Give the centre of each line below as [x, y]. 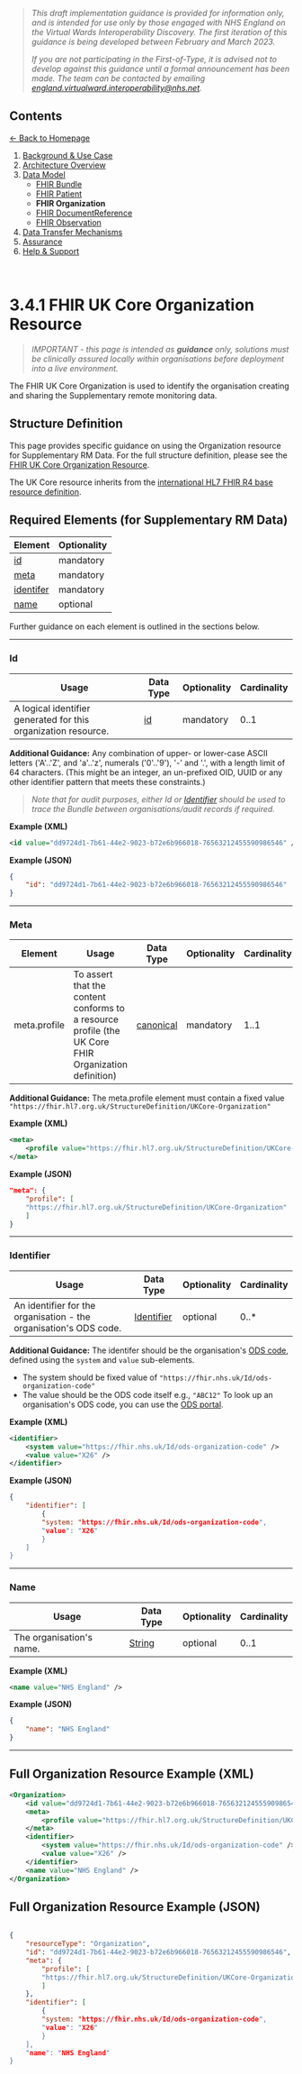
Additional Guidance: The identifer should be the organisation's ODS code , [149, 1350]
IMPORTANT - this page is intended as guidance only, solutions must [160, 349]
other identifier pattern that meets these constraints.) [107, 781]
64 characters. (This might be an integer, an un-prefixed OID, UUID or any [146, 772]
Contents [36, 116]
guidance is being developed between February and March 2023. [153, 41]
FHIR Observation [68, 222]
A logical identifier [52, 708]
